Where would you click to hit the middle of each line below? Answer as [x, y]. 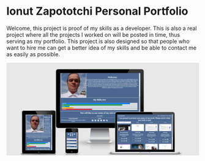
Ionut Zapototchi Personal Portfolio [97, 11]
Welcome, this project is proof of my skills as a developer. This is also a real [102, 28]
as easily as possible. [33, 54]
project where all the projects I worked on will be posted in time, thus [93, 34]
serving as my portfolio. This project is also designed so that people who [98, 41]
